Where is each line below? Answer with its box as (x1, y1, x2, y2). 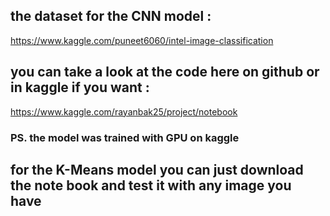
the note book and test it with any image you (10, 177, 292, 194)
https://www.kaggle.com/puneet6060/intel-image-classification (10, 34, 274, 46)
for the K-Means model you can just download (10, 161, 304, 178)
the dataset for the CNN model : (10, 8, 212, 25)
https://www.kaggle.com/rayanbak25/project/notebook (10, 105, 238, 118)
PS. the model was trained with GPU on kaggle (10, 130, 240, 144)
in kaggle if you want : (10, 79, 150, 96)
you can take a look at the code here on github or (10, 64, 320, 81)
